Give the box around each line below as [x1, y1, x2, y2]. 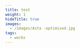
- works [10, 35, 26, 40]
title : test [5, 7, 30, 12]
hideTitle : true [5, 16, 39, 21]
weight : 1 [5, 12, 26, 17]
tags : [5, 30, 17, 35]
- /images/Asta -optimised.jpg [10, 26, 75, 31]
